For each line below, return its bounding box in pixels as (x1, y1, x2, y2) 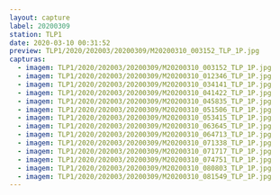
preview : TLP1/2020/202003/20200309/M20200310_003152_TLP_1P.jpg (9, 47, 259, 56)
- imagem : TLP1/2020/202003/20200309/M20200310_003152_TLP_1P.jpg (17, 64, 272, 73)
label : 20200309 (9, 22, 70, 31)
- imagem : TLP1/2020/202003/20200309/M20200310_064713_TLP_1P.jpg (17, 130, 272, 139)
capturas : (9, 55, 47, 64)
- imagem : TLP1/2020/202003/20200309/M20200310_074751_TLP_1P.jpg (17, 155, 272, 164)
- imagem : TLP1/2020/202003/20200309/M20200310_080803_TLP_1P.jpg (17, 164, 272, 173)
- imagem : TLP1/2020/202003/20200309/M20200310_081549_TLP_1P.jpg (17, 172, 272, 181)
